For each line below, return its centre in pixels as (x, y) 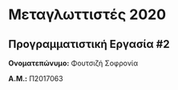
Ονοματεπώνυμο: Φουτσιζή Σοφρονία (73, 63)
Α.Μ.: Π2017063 (36, 78)
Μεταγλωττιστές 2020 (87, 15)
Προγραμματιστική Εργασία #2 (89, 44)
